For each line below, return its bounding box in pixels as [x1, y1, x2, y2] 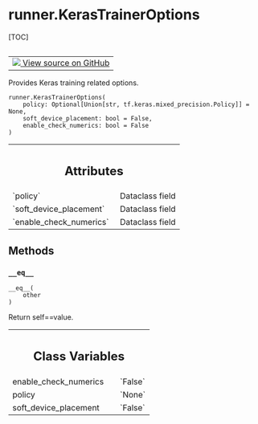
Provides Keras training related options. [8, 78, 139, 88]
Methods [8, 243, 55, 258]
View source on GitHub [23, 57, 110, 68]
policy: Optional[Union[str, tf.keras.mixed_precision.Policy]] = [23, 100, 250, 108]
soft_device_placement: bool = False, [23, 114, 153, 122]
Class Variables [33, 348, 125, 364]
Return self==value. [8, 312, 74, 322]
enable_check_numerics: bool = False [23, 121, 149, 129]
